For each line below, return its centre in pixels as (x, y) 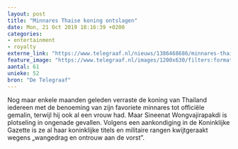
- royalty (22, 47)
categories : (25, 34)
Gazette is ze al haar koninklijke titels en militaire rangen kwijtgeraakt (108, 130)
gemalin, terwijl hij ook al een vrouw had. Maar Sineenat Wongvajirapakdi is (117, 115)
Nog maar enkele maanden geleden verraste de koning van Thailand (107, 100)
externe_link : (28, 54)
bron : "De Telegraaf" (39, 80)
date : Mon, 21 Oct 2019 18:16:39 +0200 (66, 27)
